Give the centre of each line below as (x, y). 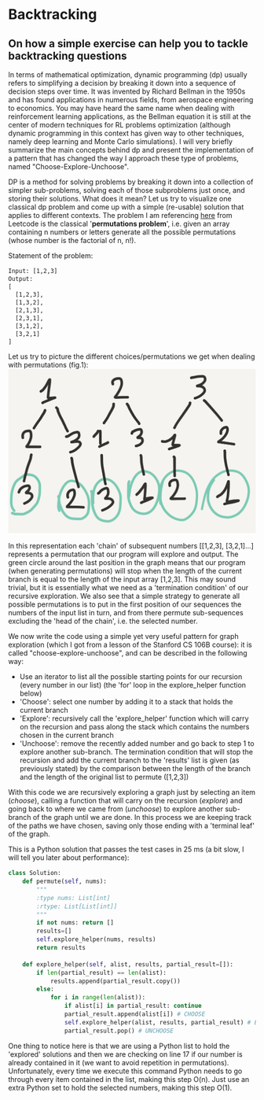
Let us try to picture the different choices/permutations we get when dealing (132, 356)
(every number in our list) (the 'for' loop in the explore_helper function (132, 685)
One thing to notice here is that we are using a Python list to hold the (119, 1046)
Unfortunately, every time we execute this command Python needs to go (125, 1071)
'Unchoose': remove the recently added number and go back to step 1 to (137, 744)
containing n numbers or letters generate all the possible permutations (122, 232)
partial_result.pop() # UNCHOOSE (119, 1031)
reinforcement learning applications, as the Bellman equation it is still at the (130, 116)
